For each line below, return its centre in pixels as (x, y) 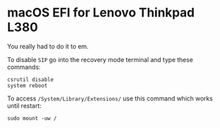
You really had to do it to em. (48, 46)
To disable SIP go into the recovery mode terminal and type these (100, 59)
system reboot (28, 85)
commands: (24, 67)
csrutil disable (30, 79)
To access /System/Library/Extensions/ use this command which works (110, 98)
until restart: (24, 105)
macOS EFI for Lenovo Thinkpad (101, 13)
